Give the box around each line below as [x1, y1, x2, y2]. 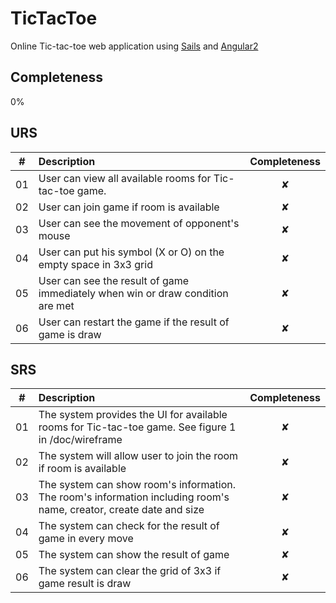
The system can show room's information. [38, 478, 236, 492]
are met [38, 298, 75, 312]
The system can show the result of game [38, 548, 230, 562]
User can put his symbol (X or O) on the [38, 245, 225, 259]
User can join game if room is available [38, 200, 220, 214]
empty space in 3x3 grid [38, 257, 153, 271]
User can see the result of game [38, 273, 190, 287]
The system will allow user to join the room [38, 449, 239, 463]
